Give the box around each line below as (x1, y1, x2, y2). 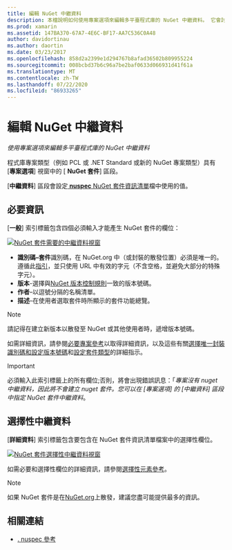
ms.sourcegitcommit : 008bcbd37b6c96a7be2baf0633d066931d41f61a (7, 62, 193, 69)
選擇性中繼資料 (7, 416, 71, 427)
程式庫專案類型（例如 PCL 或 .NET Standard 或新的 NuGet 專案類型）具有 (7, 159, 216, 167)
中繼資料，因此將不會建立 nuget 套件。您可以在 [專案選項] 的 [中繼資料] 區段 (7, 384, 224, 393)
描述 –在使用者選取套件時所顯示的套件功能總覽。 (17, 296, 154, 305)
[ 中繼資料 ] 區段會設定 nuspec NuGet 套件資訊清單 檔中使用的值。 (7, 181, 192, 190)
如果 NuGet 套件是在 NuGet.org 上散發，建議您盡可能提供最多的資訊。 (7, 493, 204, 501)
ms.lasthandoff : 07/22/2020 (7, 81, 88, 88)
